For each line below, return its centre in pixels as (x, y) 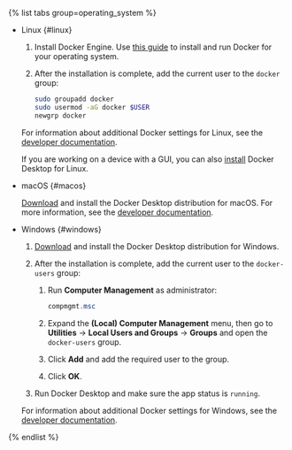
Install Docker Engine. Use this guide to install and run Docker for (153, 47)
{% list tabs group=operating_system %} (82, 13)
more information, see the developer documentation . (117, 212)
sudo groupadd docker (74, 99)
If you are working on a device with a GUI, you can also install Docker (148, 159)
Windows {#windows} (61, 229)
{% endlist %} (34, 437)
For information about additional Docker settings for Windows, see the (149, 410)
